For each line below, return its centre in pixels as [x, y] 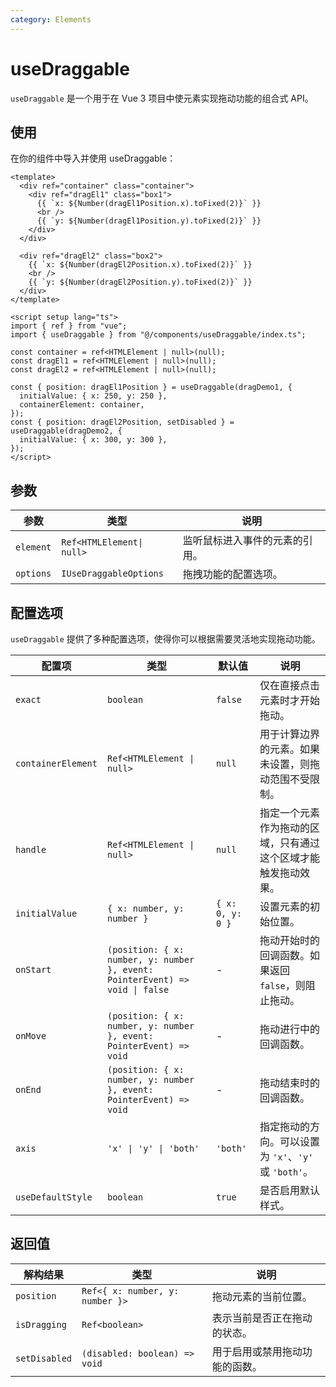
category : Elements [51, 19]
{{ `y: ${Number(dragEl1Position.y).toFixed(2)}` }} [149, 221]
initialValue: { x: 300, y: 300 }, [93, 440]
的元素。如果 [289, 749]
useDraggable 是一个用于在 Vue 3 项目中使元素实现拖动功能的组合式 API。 [162, 98]
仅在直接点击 [289, 685]
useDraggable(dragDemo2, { [66, 431]
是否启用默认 [289, 1190]
